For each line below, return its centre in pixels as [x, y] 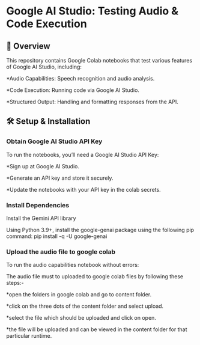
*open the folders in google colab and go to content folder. [79, 295]
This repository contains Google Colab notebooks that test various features [99, 60]
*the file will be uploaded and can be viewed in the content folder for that [97, 329]
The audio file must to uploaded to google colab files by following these [95, 276]
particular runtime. [29, 336]
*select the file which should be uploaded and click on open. [81, 318]
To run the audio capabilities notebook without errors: [73, 265]
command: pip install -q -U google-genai [57, 236]
